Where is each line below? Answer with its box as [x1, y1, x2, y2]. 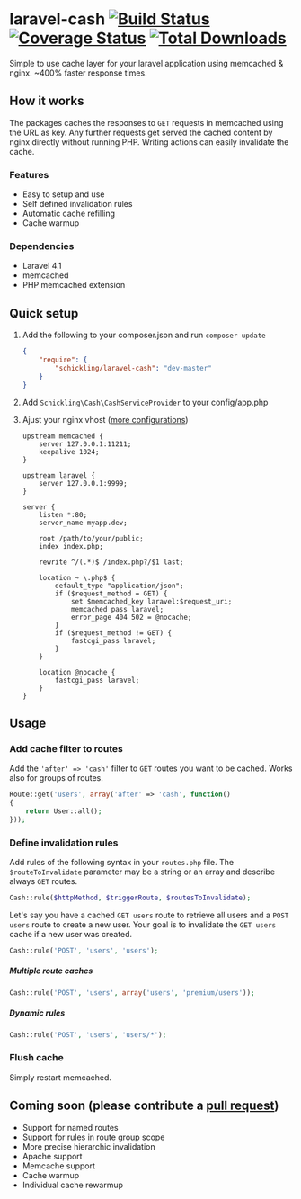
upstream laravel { [22, 470, 96, 480]
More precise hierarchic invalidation [22, 1141, 155, 1151]
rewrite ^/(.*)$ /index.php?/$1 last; [39, 558, 184, 567]
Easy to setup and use [22, 189, 105, 200]
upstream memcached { [22, 432, 103, 441]
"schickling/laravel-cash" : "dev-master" [55, 363, 213, 372]
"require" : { [39, 355, 88, 364]
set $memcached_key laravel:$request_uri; [70, 596, 233, 606]
